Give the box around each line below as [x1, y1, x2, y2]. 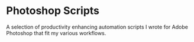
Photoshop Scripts [6, 4, 99, 17]
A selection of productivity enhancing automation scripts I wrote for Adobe [6, 23, 188, 30]
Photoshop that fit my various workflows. [6, 29, 106, 36]
